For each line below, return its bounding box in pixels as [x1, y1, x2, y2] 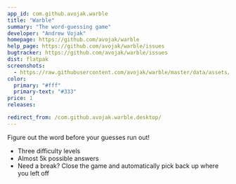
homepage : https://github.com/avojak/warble [7, 36, 140, 43]
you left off [17, 169, 49, 177]
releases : [7, 101, 37, 108]
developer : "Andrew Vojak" [7, 29, 86, 37]
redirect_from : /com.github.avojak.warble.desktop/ [7, 114, 162, 121]
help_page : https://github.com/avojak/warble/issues [7, 43, 165, 50]
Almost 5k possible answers [17, 154, 100, 162]
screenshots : [7, 62, 46, 69]
